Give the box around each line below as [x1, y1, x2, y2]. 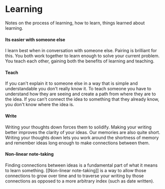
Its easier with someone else [5, 36, 65, 43]
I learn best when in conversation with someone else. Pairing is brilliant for [5, 48, 157, 54]
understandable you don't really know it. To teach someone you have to [5, 86, 152, 92]
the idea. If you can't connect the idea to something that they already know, [5, 96, 160, 102]
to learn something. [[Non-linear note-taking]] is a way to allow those [5, 167, 147, 173]
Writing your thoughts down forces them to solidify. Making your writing [5, 124, 152, 130]
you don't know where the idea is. [5, 102, 74, 108]
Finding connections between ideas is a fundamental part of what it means [5, 162, 158, 168]
